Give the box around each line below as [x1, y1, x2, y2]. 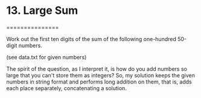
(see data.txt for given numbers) [6, 53, 87, 60]
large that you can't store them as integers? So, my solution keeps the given [6, 71, 195, 79]
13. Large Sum [6, 4, 78, 18]
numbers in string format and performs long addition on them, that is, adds [6, 78, 192, 85]
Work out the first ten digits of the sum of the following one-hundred [6, 35, 176, 42]
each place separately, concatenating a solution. [6, 84, 127, 91]
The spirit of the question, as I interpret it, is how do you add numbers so [6, 65, 187, 73]
